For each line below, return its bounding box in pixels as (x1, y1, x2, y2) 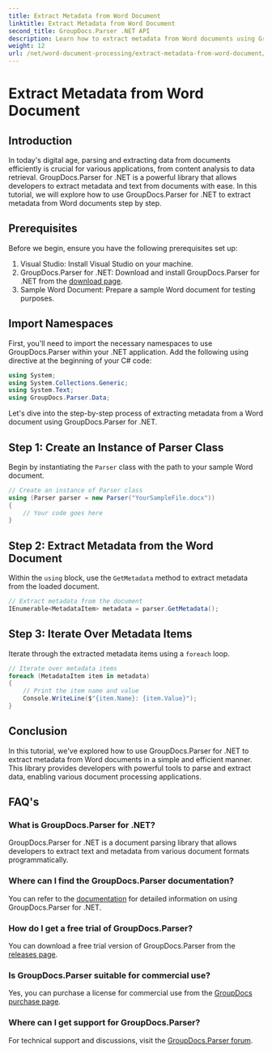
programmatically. (8, 855, 69, 865)
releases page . (8, 949, 58, 960)
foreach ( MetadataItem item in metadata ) (8, 671, 151, 680)
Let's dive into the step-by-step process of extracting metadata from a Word (8, 408, 263, 418)
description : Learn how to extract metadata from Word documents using (8, 34, 255, 43)
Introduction (8, 134, 73, 147)
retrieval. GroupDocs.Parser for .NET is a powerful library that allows (8, 173, 237, 182)
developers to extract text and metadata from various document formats (8, 846, 249, 856)
